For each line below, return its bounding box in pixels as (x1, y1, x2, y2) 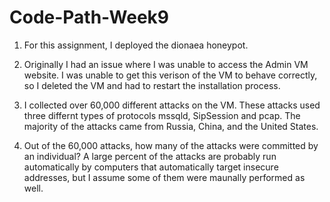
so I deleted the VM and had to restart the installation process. (23, 79, 281, 91)
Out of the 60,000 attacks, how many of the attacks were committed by (23, 139, 319, 151)
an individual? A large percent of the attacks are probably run (23, 150, 277, 162)
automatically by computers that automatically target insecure (23, 161, 279, 173)
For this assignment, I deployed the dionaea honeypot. (23, 39, 249, 51)
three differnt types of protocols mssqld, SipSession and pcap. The (23, 109, 301, 121)
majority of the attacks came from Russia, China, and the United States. (23, 120, 319, 132)
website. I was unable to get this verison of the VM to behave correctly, (23, 69, 318, 81)
